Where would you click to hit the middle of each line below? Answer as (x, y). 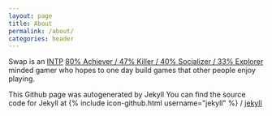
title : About (30, 24)
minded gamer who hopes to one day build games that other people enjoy (132, 71)
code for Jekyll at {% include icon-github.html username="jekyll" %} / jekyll (135, 103)
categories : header (41, 39)
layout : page (30, 16)
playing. (22, 79)
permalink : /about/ (41, 31)
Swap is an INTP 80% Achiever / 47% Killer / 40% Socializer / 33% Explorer (136, 62)
